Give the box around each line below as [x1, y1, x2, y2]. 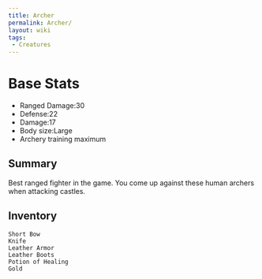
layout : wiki [8, 26, 51, 34]
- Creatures [11, 41, 51, 49]
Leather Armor [8, 244, 55, 252]
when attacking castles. [8, 186, 85, 195]
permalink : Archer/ [8, 19, 73, 27]
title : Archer [8, 11, 55, 20]
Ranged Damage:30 [19, 101, 85, 110]
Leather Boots [8, 251, 55, 259]
